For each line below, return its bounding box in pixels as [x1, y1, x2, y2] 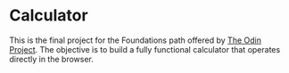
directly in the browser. [9, 53, 94, 64]
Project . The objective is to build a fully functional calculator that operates [9, 44, 281, 54]
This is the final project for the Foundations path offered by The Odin [9, 35, 261, 45]
